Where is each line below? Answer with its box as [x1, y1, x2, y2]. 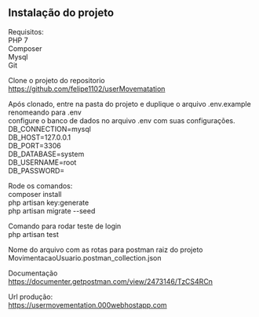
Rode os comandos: [8, 180, 73, 191]
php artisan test [8, 229, 59, 239]
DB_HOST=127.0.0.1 [8, 133, 71, 142]
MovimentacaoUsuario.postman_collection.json [8, 253, 162, 262]
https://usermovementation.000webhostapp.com [8, 300, 167, 309]
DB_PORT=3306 [8, 140, 61, 150]
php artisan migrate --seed [8, 206, 96, 215]
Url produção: [8, 292, 53, 301]
